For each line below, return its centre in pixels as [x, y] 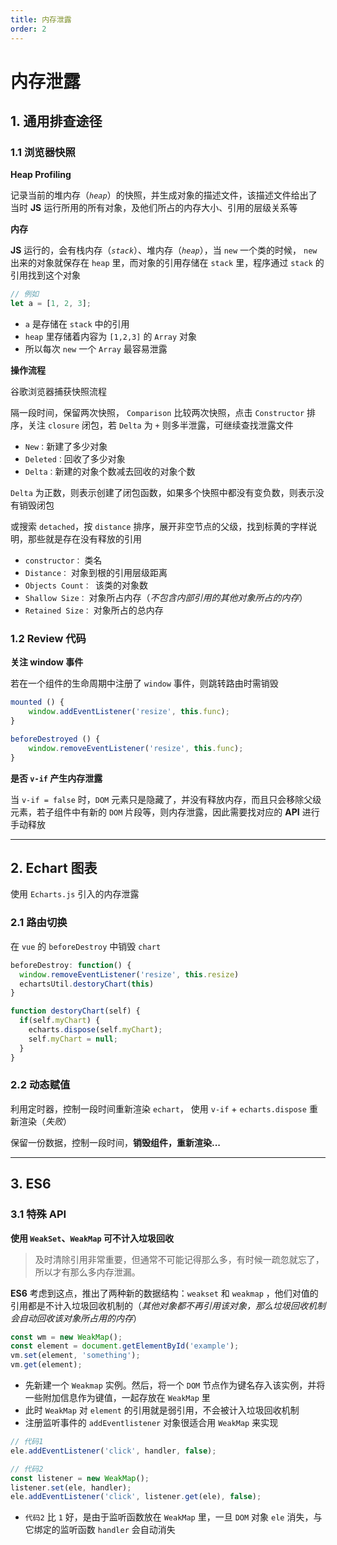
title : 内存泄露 [41, 19]
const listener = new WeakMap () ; [80, 1478]
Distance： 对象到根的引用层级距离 [96, 573]
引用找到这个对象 [45, 275]
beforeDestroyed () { [55, 739]
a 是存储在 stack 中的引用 [77, 324]
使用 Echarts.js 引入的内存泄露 [75, 894]
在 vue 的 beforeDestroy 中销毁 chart [86, 946]
